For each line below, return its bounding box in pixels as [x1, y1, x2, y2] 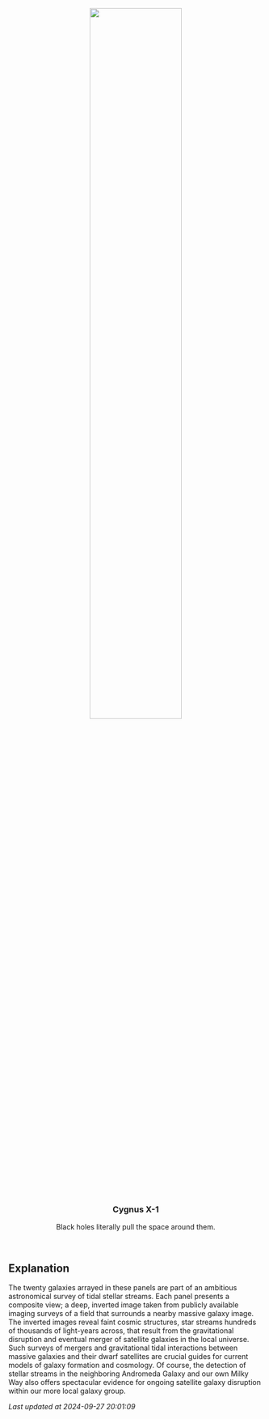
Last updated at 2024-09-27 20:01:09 [8, 1402, 136, 1412]
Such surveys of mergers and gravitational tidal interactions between [8, 1343, 238, 1353]
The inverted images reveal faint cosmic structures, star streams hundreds [8, 1317, 257, 1327]
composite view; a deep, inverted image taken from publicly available [8, 1300, 239, 1310]
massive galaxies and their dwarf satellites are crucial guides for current [8, 1352, 249, 1361]
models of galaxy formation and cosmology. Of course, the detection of [8, 1361, 246, 1370]
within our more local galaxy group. [8, 1386, 127, 1396]
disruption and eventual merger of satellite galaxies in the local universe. [8, 1335, 250, 1344]
